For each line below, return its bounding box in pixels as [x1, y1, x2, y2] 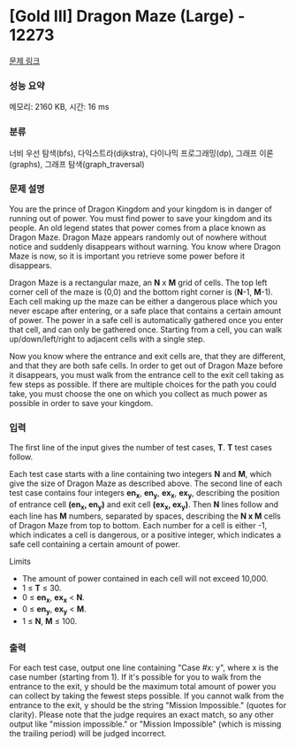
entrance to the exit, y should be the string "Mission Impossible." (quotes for [9, 700, 287, 711]
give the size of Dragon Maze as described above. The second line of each [9, 478, 283, 489]
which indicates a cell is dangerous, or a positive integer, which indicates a [9, 529, 281, 540]
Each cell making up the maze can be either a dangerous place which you [9, 296, 278, 306]
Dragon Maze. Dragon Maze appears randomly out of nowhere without [9, 232, 267, 243]
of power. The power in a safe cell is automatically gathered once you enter [9, 314, 284, 325]
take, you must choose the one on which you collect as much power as [9, 388, 268, 399]
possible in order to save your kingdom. [9, 397, 154, 408]
